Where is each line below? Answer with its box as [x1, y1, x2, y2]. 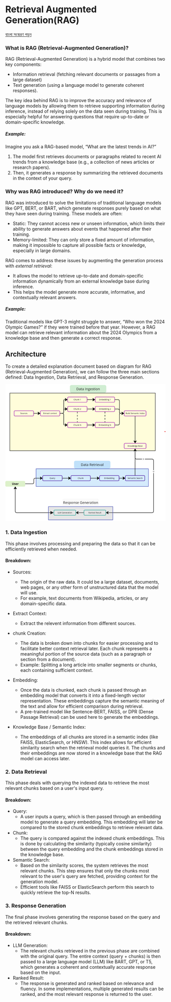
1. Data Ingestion [5, 529, 47, 536]
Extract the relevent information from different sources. [20, 620, 136, 626]
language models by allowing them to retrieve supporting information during [5, 103, 165, 109]
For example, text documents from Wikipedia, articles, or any [20, 595, 149, 601]
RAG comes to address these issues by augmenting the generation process [5, 257, 163, 263]
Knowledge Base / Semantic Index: [12, 723, 86, 730]
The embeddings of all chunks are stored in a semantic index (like [20, 734, 159, 740]
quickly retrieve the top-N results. [20, 889, 91, 896]
